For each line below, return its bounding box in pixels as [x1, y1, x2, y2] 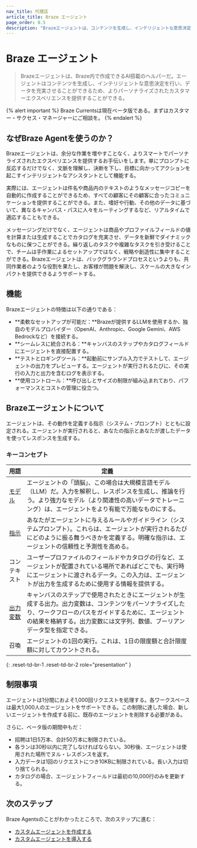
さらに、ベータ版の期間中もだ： [6, 723, 83, 731]
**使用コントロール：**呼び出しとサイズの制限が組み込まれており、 [14, 377, 179, 384]
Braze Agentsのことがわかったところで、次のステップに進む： [6, 815, 157, 822]
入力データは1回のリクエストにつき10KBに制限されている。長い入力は [14, 758, 184, 765]
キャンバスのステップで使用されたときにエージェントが [26, 590, 179, 599]
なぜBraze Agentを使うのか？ [6, 133, 114, 143]
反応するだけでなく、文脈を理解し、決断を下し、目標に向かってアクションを [6, 165, 191, 171]
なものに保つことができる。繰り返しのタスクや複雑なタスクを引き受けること [6, 241, 191, 248]
